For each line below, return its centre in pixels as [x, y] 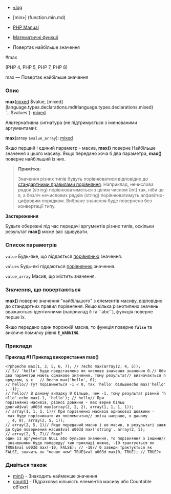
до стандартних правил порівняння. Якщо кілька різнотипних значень [82, 306]
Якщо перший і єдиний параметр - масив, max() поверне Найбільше [81, 148]
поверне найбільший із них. [36, 159]
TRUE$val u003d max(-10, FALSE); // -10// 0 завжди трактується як [79, 448]
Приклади [19, 346]
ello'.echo [17, 398]
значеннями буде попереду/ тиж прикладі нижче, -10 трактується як [81, 443]
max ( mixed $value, [26, 102]
